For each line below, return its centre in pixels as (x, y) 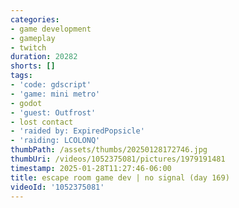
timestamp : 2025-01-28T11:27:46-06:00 (91, 168)
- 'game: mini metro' (55, 94)
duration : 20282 (44, 57)
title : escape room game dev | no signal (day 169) (120, 177)
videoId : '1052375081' (57, 187)
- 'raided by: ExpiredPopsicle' (77, 131)
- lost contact (42, 122)
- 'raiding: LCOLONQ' (55, 141)
